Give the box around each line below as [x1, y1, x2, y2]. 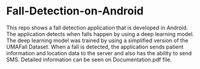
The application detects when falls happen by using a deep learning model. [6, 30, 195, 37]
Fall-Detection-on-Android [6, 4, 144, 18]
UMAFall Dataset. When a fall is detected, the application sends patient [6, 43, 184, 50]
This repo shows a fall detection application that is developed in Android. [6, 24, 188, 31]
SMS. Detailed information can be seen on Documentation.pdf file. [6, 56, 172, 63]
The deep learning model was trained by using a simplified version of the [6, 37, 189, 44]
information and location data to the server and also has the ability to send [6, 49, 192, 56]
